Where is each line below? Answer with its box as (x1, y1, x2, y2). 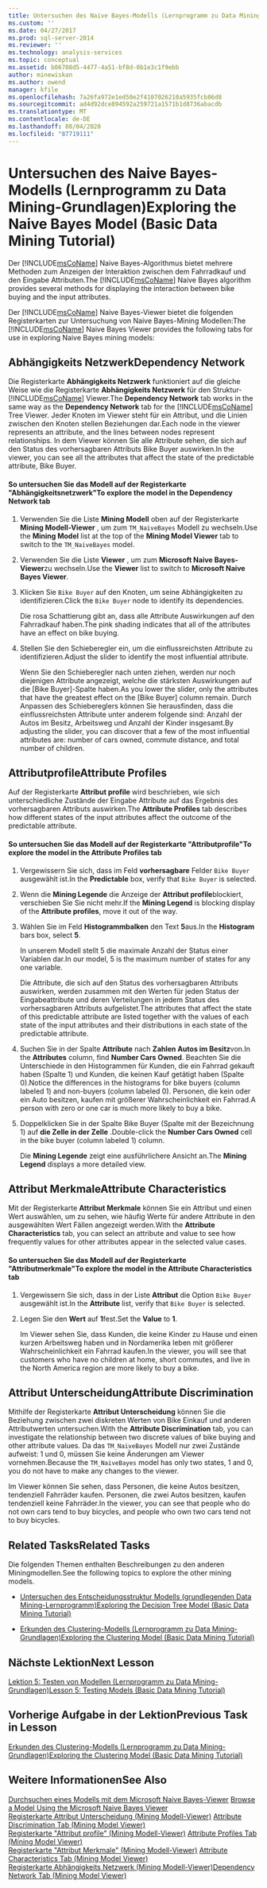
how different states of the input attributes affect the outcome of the (8, 813, 232, 822)
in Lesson (8, 1721, 57, 1735)
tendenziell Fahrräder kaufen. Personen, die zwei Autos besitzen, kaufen (8, 1490, 246, 1500)
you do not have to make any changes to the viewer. (8, 1467, 180, 1476)
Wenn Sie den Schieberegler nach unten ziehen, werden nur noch (19, 667, 236, 677)
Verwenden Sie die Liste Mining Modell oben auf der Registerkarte (19, 514, 239, 523)
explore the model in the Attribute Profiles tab (8, 848, 162, 857)
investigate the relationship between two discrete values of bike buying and (8, 1432, 256, 1442)
